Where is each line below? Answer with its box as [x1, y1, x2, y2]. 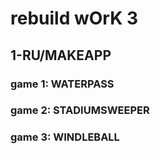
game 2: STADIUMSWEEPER [10, 103, 150, 117]
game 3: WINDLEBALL [10, 130, 120, 144]
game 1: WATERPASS [10, 77, 115, 91]
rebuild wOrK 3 [10, 7, 138, 30]
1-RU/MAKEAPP [10, 47, 112, 64]
